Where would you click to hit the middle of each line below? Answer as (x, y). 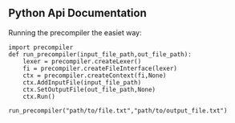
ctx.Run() (39, 96)
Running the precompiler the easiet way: (75, 32)
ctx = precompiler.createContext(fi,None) (95, 76)
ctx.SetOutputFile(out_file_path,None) (89, 89)
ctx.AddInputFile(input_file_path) (82, 82)
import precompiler (41, 47)
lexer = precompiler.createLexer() (82, 61)
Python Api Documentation (77, 13)
